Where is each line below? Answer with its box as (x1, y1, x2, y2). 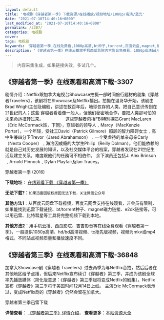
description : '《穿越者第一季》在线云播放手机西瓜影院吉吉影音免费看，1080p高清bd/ (5, 48, 159, 53)
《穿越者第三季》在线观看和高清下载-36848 (5, 251, 138, 259)
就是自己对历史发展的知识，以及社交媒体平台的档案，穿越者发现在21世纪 (5, 147, 151, 152)
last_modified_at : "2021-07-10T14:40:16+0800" (5, 21, 102, 26)
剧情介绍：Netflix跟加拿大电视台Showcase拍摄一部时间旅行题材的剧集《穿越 (5, 91, 159, 98)
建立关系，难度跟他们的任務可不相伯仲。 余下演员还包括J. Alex (13, 152, 140, 159)
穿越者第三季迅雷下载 (5, 299, 48, 305)
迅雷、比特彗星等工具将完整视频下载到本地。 (13, 213, 103, 218)
